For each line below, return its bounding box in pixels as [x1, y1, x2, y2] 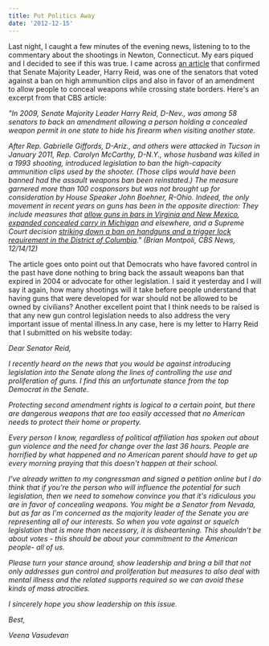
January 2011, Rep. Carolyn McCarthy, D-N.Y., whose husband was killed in [8, 150, 260, 159]
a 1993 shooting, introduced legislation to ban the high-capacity [8, 158, 222, 167]
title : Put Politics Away [8, 11, 95, 20]
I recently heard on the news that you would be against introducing [8, 359, 231, 368]
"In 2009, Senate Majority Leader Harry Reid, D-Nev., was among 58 [8, 108, 238, 117]
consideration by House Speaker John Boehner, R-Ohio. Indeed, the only [8, 192, 250, 202]
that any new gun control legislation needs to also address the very [8, 311, 230, 320]
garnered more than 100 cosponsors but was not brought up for [8, 183, 221, 193]
